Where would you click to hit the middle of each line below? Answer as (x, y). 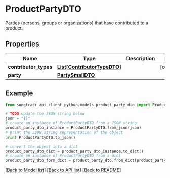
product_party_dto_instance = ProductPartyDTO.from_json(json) (73, 128)
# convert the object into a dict (42, 146)
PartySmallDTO (76, 75)
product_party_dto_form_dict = (38, 161)
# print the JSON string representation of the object (64, 132)
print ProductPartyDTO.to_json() (40, 137)
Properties (22, 44)
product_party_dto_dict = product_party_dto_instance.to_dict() (74, 151)
